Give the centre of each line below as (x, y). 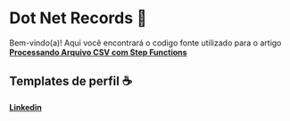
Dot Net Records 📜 (78, 18)
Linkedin (25, 107)
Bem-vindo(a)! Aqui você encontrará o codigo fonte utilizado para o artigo (145, 43)
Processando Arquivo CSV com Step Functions (98, 52)
